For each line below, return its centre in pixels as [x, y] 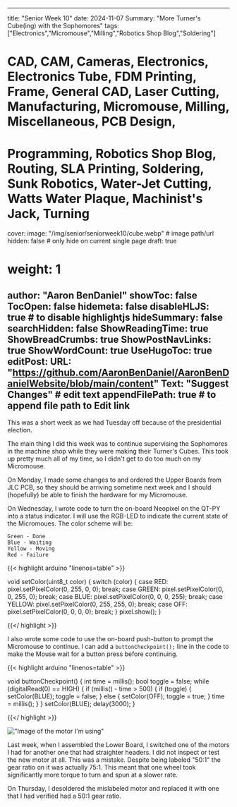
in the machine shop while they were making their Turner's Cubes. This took [118, 451]
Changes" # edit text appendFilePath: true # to [112, 395]
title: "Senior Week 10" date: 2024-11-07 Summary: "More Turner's [104, 18]
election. [20, 430]
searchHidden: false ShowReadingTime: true [108, 328]
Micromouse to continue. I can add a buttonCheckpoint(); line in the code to [118, 647]
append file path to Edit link [69, 405]
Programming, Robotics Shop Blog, [112, 154]
